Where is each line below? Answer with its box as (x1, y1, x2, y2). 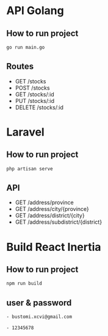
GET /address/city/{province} (15, 205, 90, 213)
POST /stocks (15, 84, 50, 91)
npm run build (6, 280, 43, 287)
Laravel (6, 125, 45, 139)
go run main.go (6, 44, 45, 50)
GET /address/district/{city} (15, 212, 85, 220)
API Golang (6, 4, 64, 18)
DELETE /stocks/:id (15, 104, 64, 111)
